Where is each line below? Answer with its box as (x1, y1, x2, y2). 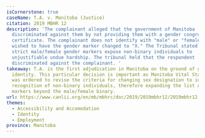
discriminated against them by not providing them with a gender (12, 32, 182, 38)
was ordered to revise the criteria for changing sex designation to (12, 77, 192, 83)
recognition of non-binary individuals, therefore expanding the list (12, 83, 195, 89)
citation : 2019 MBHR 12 (6, 20, 67, 26)
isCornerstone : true (6, 9, 59, 15)
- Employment (12, 117, 45, 123)
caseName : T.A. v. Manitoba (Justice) (6, 15, 105, 21)
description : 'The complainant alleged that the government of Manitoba (6, 26, 195, 32)
